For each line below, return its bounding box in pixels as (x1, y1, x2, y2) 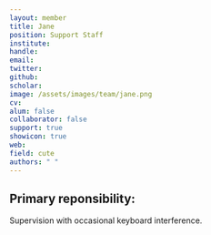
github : (9, 73, 39, 82)
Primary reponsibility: (9, 190, 136, 206)
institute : (9, 38, 51, 48)
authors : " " (9, 157, 59, 167)
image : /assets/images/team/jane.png (9, 89, 153, 98)
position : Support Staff (9, 30, 104, 39)
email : (9, 56, 35, 65)
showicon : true (9, 132, 67, 141)
